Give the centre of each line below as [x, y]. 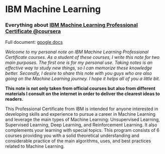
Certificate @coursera [33, 31]
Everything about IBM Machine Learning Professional [71, 25]
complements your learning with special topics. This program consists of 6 [82, 130]
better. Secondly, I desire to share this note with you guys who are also [78, 73]
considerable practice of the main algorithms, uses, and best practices [78, 141]
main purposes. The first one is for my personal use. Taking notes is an [79, 63]
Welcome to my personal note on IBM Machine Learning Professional [77, 52]
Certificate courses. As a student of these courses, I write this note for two [82, 57]
